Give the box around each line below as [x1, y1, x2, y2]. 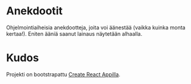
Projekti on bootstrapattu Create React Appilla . [6, 70, 121, 78]
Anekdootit [6, 4, 63, 18]
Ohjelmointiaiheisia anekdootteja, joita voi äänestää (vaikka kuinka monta [6, 24, 186, 31]
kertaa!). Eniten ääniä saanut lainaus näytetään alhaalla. [6, 30, 143, 37]
